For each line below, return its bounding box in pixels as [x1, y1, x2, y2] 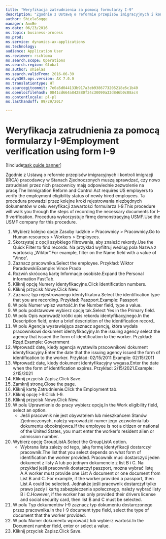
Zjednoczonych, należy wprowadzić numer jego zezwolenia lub [20, 418, 149, 424]
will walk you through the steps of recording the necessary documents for [5, 209, 156, 215]
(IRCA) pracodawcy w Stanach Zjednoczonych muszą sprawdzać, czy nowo [5, 177, 161, 183]
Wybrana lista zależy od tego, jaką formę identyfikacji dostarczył [20, 444, 152, 450]
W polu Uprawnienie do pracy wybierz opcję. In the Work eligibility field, [12, 402, 158, 408]
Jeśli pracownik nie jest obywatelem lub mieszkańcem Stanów [20, 412, 147, 418]
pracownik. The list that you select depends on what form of [20, 449, 141, 455]
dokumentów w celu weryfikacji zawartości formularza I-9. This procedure [5, 203, 156, 209]
